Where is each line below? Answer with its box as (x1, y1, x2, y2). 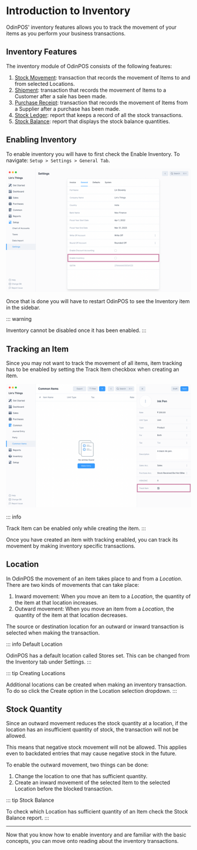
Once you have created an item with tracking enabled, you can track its (6, 536, 178, 543)
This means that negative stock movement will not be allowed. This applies (6, 743, 187, 751)
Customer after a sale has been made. (14, 92, 107, 99)
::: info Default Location (6, 640, 63, 648)
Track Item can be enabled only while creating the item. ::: (6, 524, 147, 532)
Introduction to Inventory (6, 4, 131, 18)
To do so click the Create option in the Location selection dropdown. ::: (6, 687, 177, 694)
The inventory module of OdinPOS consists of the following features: (6, 62, 172, 69)
